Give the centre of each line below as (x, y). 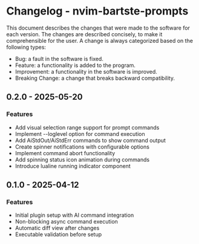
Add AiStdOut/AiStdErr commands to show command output (90, 140)
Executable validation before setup (58, 234)
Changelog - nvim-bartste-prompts (97, 11)
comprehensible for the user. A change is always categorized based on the (100, 40)
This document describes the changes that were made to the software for (98, 28)
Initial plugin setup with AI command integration (74, 215)
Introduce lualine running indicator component (73, 166)
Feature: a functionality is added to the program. (75, 65)
